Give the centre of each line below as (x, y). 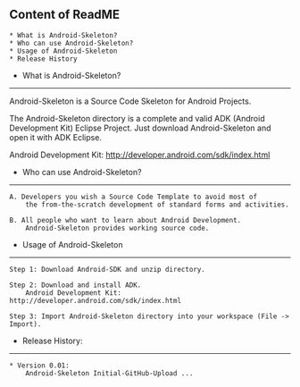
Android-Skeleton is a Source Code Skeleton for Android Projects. (130, 101)
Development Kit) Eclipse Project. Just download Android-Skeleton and (140, 128)
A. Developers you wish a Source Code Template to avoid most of (133, 197)
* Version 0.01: (39, 366)
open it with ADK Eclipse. (56, 137)
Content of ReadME (65, 15)
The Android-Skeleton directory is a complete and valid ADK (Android (137, 118)
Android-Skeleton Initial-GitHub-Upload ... (109, 373)
